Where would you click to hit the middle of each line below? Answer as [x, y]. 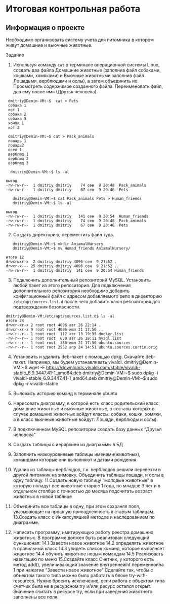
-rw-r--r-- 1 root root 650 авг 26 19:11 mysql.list [64, 338]
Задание [15, 55]
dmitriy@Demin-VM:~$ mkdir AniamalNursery [58, 244]
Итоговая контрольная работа [73, 9]
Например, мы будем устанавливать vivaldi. [75, 362]
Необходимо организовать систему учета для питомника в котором [80, 40]
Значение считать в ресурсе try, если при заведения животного [83, 592]
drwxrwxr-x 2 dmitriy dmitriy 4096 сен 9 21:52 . [61, 262]
